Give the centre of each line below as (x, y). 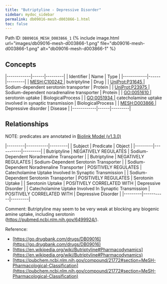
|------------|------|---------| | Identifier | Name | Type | (63, 77)
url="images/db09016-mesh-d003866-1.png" (52, 44)
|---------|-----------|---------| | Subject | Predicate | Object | (69, 146)
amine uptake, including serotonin (40, 214)
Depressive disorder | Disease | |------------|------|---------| (68, 109)
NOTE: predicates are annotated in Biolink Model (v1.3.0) (63, 136)
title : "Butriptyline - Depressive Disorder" (53, 10)
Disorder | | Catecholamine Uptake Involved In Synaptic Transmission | (78, 188)
